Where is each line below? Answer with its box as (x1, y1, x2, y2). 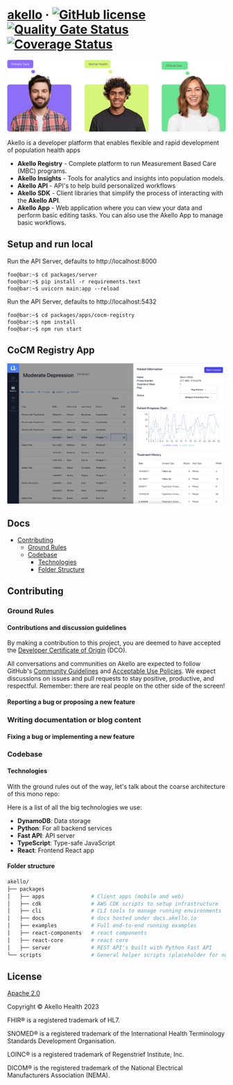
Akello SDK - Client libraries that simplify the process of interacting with (17, 188, 224, 197)
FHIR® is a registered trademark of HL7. (7, 1016, 120, 1025)
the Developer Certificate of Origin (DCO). (7, 646, 127, 654)
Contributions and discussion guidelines (7, 623, 127, 631)
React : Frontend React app (17, 846, 95, 854)
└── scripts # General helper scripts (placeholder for (7, 952, 218, 959)
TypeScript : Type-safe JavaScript (17, 838, 116, 847)
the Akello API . (17, 196, 61, 204)
